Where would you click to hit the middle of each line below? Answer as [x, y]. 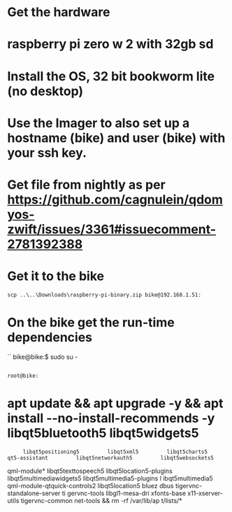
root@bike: [23, 376]
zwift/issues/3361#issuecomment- [112, 229]
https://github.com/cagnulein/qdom [115, 199]
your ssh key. [47, 153]
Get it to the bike [56, 276]
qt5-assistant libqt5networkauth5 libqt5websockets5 [111, 458]
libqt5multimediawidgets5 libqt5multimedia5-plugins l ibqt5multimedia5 [110, 478]
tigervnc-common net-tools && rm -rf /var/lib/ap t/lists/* [102, 500]
